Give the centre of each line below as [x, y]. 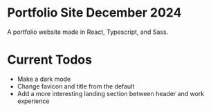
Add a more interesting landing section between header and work [111, 93]
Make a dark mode [44, 79]
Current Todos [49, 60]
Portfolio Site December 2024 [94, 13]
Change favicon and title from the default [76, 86]
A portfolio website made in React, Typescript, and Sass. [88, 32]
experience [33, 101]
